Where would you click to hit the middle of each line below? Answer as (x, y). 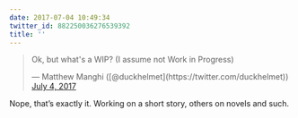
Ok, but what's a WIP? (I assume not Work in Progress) (133, 60)
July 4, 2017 (53, 87)
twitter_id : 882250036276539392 (70, 26)
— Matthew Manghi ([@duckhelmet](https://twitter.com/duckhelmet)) (160, 77)
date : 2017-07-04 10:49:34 (60, 17)
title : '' (28, 34)
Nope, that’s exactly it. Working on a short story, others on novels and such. (149, 104)
